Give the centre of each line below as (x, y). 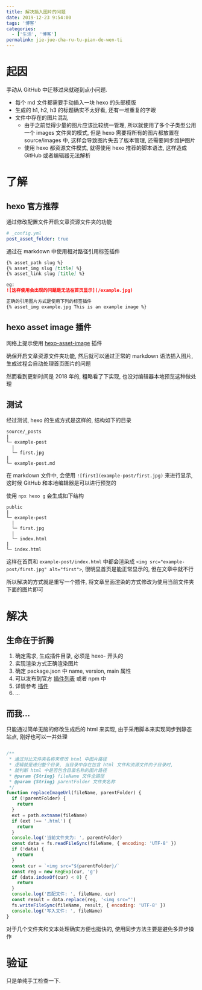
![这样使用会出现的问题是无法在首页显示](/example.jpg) (70, 291)
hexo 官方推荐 (33, 206)
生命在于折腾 (30, 640)
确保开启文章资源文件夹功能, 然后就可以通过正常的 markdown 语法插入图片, (100, 356)
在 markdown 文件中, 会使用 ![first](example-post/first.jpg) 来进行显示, (99, 476)
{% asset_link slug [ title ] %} (46, 274)
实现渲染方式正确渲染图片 (47, 664)
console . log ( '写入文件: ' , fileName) (57, 911)
